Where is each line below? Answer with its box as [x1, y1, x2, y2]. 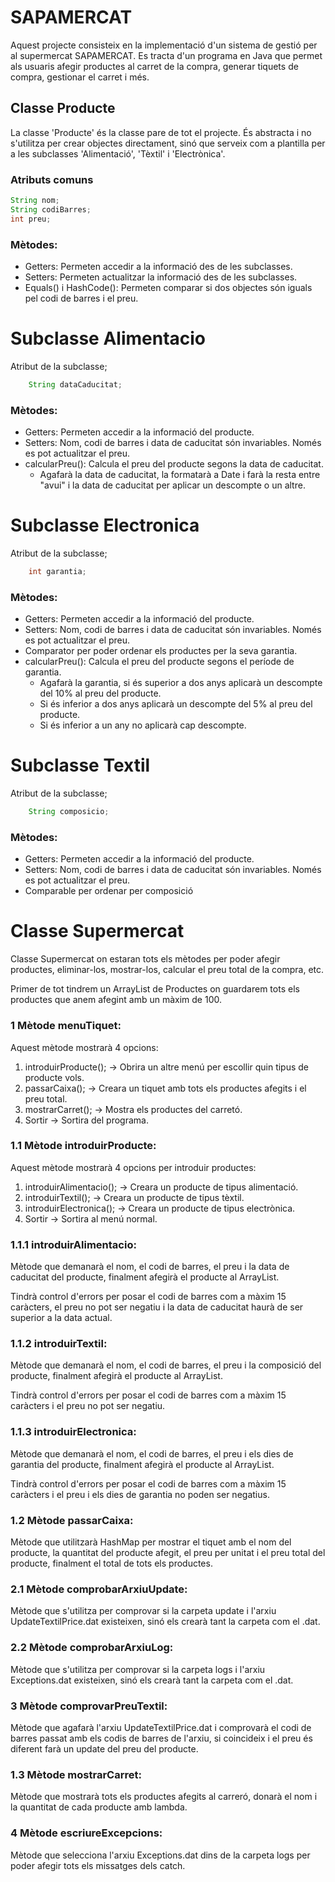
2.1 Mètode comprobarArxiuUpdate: [10, 1582, 188, 1596]
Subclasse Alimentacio [10, 327, 207, 350]
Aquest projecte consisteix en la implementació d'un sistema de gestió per [10, 39, 318, 51]
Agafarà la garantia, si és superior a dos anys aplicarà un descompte [39, 677, 323, 689]
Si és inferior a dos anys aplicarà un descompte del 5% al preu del [39, 698, 313, 710]
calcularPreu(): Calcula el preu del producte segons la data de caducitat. [24, 458, 324, 470]
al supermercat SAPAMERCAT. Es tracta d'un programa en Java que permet [10, 49, 323, 61]
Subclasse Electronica [10, 514, 200, 537]
